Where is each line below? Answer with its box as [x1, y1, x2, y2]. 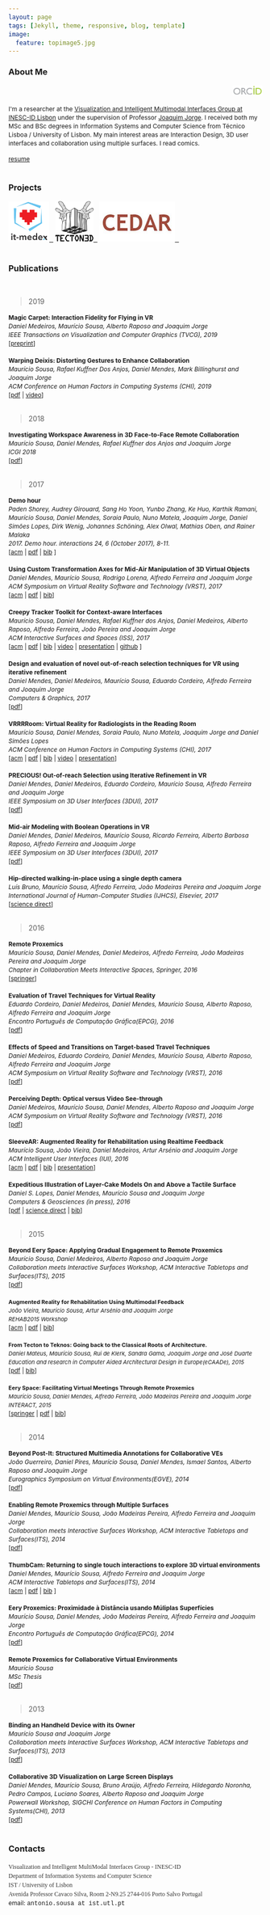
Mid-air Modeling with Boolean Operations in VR [8, 823, 150, 832]
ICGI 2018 [8, 448, 36, 457]
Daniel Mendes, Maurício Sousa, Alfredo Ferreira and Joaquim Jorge [8, 1569, 206, 1578]
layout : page [8, 13, 52, 21]
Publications [8, 263, 59, 274]
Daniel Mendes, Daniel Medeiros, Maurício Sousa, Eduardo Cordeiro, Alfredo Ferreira [8, 677, 252, 685]
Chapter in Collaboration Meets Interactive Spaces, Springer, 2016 [8, 966, 197, 974]
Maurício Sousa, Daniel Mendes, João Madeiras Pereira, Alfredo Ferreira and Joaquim [8, 1613, 255, 1621]
